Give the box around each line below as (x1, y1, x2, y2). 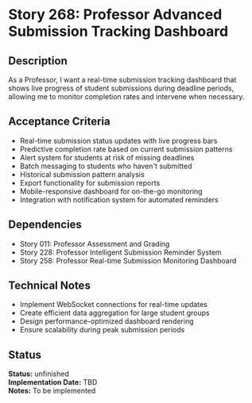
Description (8, 54, 68, 67)
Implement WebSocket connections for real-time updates (19, 300, 208, 309)
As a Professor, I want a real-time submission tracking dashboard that (8, 75, 237, 84)
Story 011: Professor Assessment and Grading (19, 239, 170, 248)
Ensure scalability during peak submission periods (19, 325, 185, 335)
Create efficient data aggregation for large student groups (19, 308, 210, 318)
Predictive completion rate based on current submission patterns (19, 144, 233, 154)
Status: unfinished (8, 369, 69, 378)
